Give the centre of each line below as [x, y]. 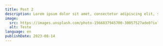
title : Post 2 [19, 9]
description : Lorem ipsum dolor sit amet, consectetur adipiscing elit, [80, 14]
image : [12, 18]
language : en [18, 32]
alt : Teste [20, 27]
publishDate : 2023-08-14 [30, 36]
